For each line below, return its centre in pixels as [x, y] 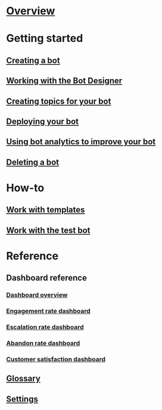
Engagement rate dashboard [48, 311]
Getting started [45, 39]
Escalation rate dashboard [45, 327]
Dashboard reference [47, 278]
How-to [25, 188]
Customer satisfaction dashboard [56, 359]
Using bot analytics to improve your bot [81, 142]
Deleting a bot [33, 162]
